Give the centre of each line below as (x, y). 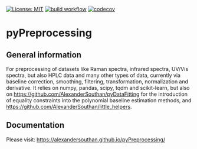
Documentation (35, 125)
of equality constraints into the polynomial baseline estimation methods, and (99, 100)
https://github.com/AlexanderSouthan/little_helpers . (69, 107)
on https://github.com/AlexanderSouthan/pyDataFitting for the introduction (97, 94)
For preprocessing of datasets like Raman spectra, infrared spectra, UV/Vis (97, 69)
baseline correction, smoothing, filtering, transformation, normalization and (97, 82)
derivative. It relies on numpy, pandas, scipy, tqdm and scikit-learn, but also (98, 88)
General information (44, 55)
